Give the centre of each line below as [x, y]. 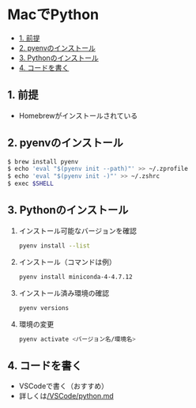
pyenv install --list [54, 246]
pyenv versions [44, 308]
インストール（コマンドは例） [67, 262]
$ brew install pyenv [43, 161]
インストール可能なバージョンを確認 [78, 230]
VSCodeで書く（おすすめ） [63, 386]
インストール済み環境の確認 [64, 293]
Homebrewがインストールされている [78, 115]
